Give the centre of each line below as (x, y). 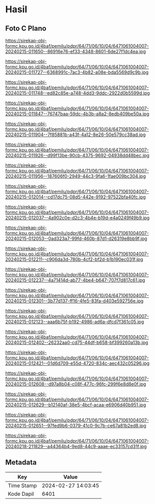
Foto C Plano (26, 28)
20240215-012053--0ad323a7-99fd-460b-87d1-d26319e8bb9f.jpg (76, 238)
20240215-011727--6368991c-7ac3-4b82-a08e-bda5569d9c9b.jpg (77, 72)
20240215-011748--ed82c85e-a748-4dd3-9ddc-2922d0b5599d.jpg (77, 93)
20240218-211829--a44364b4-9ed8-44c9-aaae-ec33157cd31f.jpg (76, 446)
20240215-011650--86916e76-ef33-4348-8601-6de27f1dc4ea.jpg (76, 51)
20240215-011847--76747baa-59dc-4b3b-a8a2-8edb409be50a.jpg (77, 114)
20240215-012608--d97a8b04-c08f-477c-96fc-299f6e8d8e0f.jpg (76, 384)
